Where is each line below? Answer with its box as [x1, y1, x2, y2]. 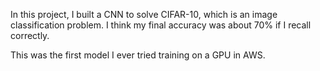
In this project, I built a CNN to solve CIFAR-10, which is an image [10, 9, 278, 20]
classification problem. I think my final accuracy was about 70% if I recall [10, 19, 312, 31]
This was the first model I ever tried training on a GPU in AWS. [10, 49, 266, 61]
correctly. [10, 30, 50, 41]
